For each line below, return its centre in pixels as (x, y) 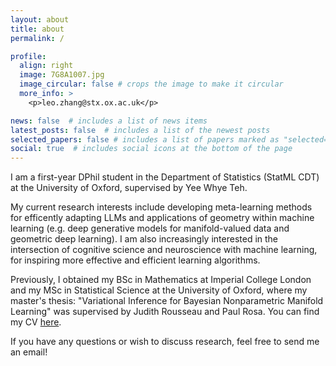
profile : (28, 56)
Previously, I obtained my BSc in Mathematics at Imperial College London (161, 280)
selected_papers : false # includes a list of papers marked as (145, 139)
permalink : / (37, 38)
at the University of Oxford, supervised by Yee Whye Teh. (129, 188)
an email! (29, 352)
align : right (46, 66)
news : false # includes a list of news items (109, 121)
